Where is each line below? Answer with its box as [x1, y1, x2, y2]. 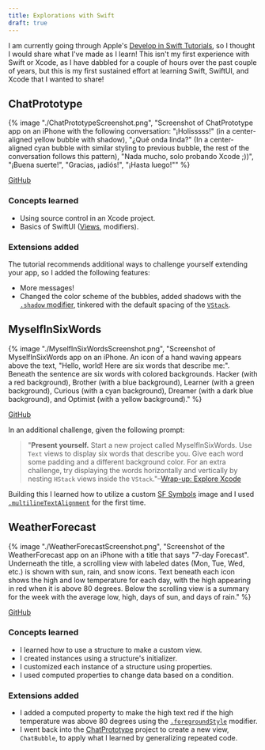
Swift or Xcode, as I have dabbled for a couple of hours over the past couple [8, 57, 257, 67]
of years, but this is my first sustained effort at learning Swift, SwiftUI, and [8, 66, 249, 75]
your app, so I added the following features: [8, 267, 150, 277]
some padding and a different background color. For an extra [27, 456, 227, 467]
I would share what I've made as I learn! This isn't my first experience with [8, 49, 250, 59]
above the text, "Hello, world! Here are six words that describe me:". [8, 361, 230, 370]
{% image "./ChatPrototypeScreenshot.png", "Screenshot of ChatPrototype [8, 118, 253, 127]
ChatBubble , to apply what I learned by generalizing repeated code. [19, 733, 238, 743]
